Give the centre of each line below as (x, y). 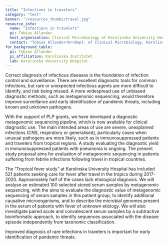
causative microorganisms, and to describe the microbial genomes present (82, 201)
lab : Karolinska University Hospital (49, 61)
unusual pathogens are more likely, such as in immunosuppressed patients (82, 138)
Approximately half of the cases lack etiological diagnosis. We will (86, 179)
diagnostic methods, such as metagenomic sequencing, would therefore (80, 96)
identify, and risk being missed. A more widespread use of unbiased (75, 91)
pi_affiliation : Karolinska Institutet (51, 56)
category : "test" (23, 14)
